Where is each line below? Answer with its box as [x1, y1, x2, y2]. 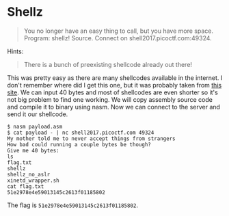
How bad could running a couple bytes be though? [7, 141, 152, 148]
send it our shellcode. [7, 110, 68, 118]
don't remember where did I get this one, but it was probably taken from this [7, 81, 222, 89]
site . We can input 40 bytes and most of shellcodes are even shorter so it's [7, 88, 219, 96]
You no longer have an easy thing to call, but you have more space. [23, 27, 214, 35]
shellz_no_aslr [7, 171, 51, 178]
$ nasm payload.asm [7, 123, 63, 130]
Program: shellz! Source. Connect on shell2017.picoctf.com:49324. [23, 33, 212, 42]
